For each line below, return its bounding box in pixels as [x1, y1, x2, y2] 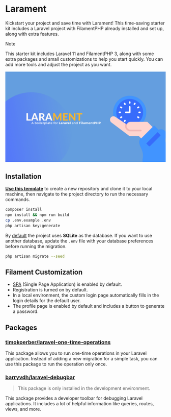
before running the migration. [5, 243, 67, 249]
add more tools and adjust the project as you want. [5, 61, 112, 67]
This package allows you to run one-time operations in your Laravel [5, 350, 147, 356]
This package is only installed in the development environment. [17, 385, 151, 391]
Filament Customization [5, 268, 83, 277]
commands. [5, 197, 31, 203]
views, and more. [5, 406, 42, 412]
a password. [12, 308, 39, 314]
